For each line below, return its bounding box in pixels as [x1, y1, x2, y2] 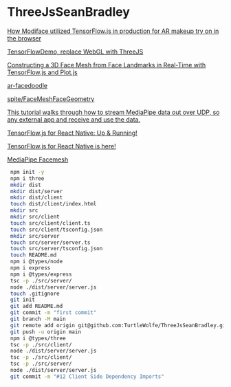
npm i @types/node [10, 258, 63, 265]
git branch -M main [10, 316, 67, 323]
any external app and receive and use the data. [7, 115, 141, 124]
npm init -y [10, 168, 45, 175]
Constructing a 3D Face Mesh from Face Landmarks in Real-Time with [7, 60, 206, 69]
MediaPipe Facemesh [7, 155, 69, 164]
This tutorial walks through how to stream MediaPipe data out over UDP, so [7, 108, 220, 116]
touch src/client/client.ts [10, 219, 91, 227]
